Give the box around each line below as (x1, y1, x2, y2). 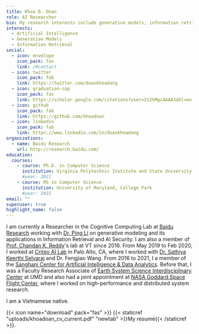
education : (6, 152, 33, 158)
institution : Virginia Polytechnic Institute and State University (21, 168, 192, 175)
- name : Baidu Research (11, 140, 70, 147)
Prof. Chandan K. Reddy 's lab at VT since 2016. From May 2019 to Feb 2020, (6, 242, 193, 249)
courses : (11, 158, 33, 163)
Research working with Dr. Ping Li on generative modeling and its (6, 229, 165, 237)
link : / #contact (17, 63, 57, 70)
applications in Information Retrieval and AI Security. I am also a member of (6, 236, 190, 243)
